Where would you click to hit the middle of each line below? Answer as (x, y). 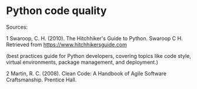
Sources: (17, 27)
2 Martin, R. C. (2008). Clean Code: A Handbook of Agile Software (86, 73)
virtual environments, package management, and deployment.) (82, 62)
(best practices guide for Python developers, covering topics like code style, (98, 56)
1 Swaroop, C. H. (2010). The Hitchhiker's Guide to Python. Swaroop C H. (95, 38)
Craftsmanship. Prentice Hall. (41, 80)
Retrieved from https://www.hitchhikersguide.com (67, 44)
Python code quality (56, 11)
